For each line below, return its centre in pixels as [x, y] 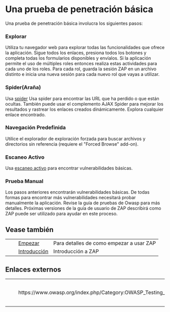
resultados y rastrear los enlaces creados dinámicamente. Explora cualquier [84, 109]
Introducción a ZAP [76, 251]
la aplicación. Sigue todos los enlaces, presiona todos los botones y [76, 53]
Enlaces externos [33, 269]
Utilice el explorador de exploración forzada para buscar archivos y [75, 139]
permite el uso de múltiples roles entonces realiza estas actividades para [81, 64]
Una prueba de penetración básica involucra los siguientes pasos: [74, 23]
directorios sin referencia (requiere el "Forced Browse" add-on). [72, 144]
